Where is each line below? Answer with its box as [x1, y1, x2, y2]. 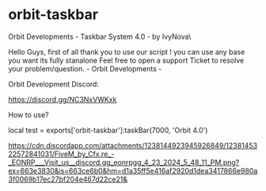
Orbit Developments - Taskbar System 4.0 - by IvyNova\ [8, 32, 192, 41]
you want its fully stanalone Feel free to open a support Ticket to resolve [8, 55, 245, 65]
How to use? [8, 109, 49, 120]
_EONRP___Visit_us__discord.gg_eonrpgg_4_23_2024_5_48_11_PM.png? [8, 157, 240, 167]
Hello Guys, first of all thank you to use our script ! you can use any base [8, 47, 245, 56]
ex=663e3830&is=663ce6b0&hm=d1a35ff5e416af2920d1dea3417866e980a [8, 166, 258, 175]
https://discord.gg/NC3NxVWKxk [8, 94, 117, 104]
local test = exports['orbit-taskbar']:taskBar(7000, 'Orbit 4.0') [8, 125, 208, 135]
